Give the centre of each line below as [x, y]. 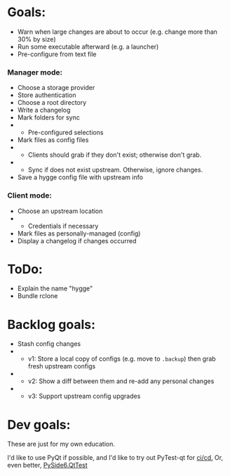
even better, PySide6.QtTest [47, 465]
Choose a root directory [52, 103]
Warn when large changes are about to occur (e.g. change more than [117, 32]
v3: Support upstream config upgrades [84, 396]
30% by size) [36, 39]
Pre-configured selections [66, 133]
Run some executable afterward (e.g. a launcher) [88, 46]
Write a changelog [44, 110]
